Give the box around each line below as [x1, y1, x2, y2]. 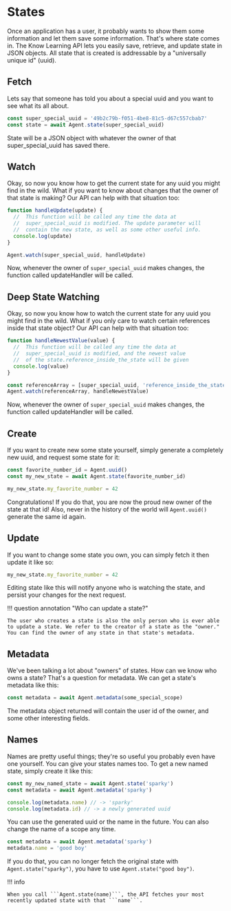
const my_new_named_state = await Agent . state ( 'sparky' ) [7, 780, 174, 787]
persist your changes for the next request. [7, 591, 126, 599]
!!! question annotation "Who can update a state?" [7, 604, 148, 613]
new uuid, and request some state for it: [7, 453, 120, 461]
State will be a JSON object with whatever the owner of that [7, 133, 177, 142]
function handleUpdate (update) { [7, 207, 103, 214]
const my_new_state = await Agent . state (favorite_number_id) [7, 472, 186, 480]
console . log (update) [13, 232, 72, 239]
